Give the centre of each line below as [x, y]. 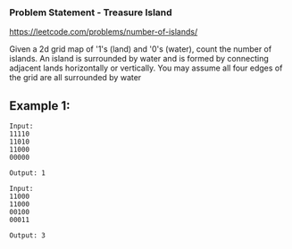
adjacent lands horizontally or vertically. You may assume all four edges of [146, 68]
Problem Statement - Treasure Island [91, 12]
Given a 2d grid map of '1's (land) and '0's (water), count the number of [141, 49]
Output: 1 [28, 173]
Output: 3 [28, 236]
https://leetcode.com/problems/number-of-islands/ [104, 32]
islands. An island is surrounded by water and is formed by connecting [139, 59]
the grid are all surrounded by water [75, 78]
